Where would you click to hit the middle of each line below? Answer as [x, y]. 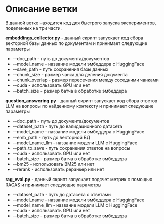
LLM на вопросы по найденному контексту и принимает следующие [79, 106]
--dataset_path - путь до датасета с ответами [62, 194]
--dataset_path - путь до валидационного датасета [67, 126]
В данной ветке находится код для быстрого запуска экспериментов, [81, 23]
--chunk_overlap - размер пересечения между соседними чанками [86, 80]
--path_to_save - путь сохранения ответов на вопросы [71, 148]
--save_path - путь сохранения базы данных [60, 69]
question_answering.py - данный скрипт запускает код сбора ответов [81, 100]
